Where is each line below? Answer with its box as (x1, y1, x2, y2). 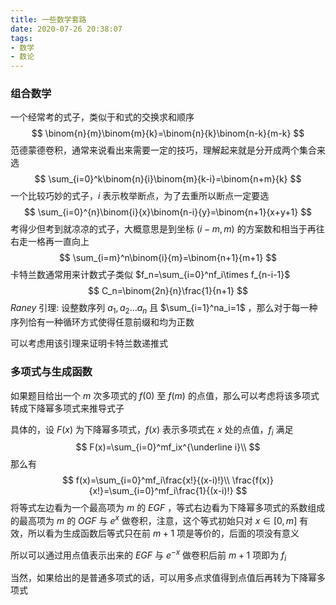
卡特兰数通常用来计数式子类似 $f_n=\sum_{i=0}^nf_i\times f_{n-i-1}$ (10, 269, 291, 281)
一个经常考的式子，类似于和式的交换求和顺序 (10, 111, 195, 123)
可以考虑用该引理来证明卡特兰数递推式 (10, 337, 168, 350)
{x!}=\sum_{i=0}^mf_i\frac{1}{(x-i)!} (88, 485, 234, 497)
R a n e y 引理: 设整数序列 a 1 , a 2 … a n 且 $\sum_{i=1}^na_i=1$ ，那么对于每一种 (10, 302, 318, 316)
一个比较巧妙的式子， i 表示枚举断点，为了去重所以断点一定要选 (10, 190, 270, 202)
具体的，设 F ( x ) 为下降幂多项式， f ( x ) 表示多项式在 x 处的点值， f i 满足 (10, 423, 294, 438)
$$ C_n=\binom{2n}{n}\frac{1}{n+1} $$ (88, 285, 248, 297)
